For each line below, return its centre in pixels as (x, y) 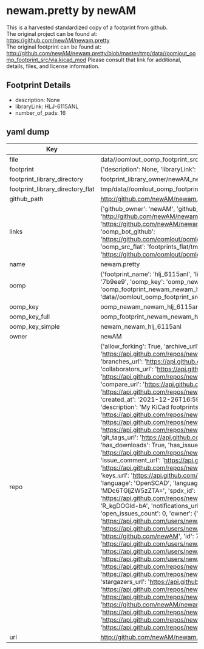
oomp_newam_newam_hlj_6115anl (150, 306)
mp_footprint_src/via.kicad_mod (46, 60)
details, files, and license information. (53, 66)
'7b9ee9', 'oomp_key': (132, 281)
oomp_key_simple (35, 326)
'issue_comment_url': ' (132, 460)
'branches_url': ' (123, 361)
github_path (26, 199)
